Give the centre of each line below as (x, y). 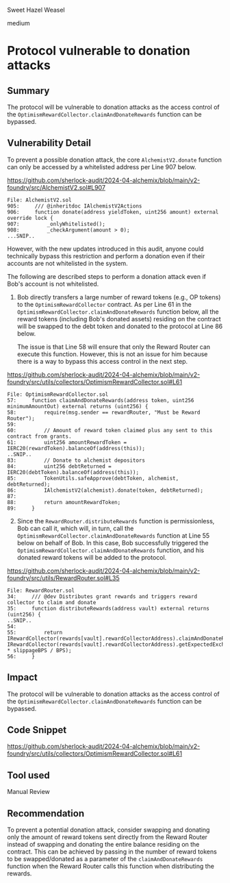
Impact (22, 677)
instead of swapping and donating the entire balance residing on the (103, 845)
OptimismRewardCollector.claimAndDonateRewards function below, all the (118, 312)
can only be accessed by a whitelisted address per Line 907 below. (102, 166)
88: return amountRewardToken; (64, 502)
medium (18, 23)
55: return (35, 632)
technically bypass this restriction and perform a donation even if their (106, 256)
